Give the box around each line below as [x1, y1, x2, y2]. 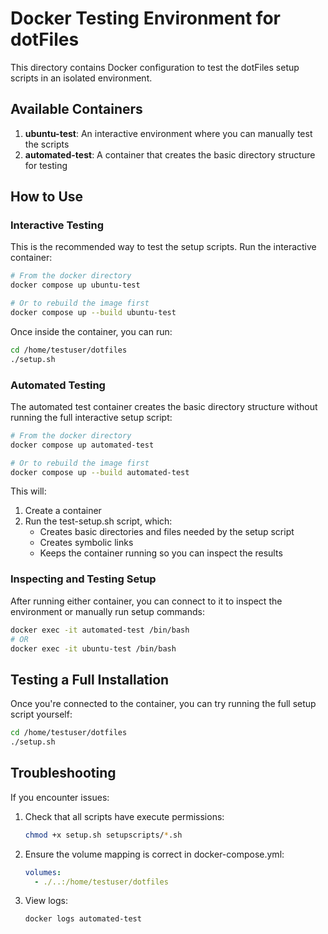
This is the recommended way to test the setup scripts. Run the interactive [10, 241, 317, 253]
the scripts [24, 138, 70, 150]
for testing [24, 159, 68, 171]
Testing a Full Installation [10, 671, 170, 688]
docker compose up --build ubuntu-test [10, 308, 177, 318]
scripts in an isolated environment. [10, 72, 153, 84]
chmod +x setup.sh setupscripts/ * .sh [24, 830, 183, 840]
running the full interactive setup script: [10, 411, 173, 423]
